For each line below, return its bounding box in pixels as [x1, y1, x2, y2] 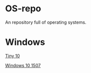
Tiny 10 [5, 53, 20, 59]
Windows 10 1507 [5, 62, 41, 68]
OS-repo [5, 3, 41, 14]
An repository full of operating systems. [5, 19, 87, 25]
